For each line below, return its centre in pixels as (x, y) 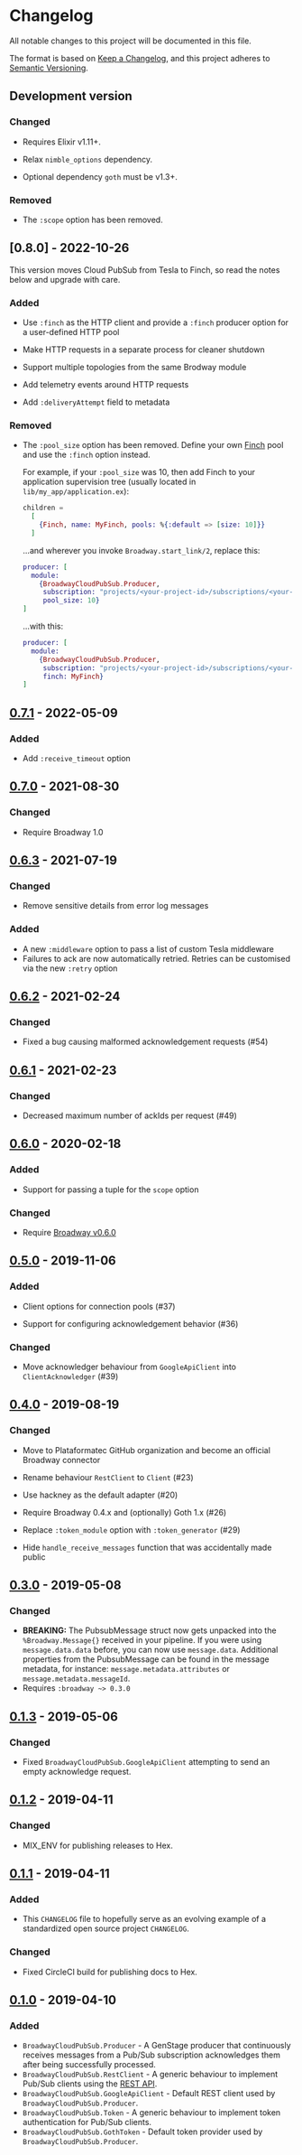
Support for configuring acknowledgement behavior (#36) (130, 1323)
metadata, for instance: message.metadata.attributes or (126, 1669)
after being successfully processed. (89, 2065)
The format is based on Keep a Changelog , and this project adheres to (140, 58)
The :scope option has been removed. (93, 219)
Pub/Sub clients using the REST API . (90, 2084)
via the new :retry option (70, 968)
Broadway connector (61, 1460)
